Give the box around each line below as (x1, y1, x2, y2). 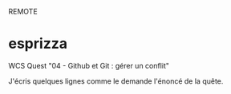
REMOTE (8, 7, 38, 16)
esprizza (8, 35, 68, 53)
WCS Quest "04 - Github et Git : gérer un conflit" (8, 61, 170, 70)
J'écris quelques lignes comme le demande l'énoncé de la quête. (8, 76, 224, 86)
